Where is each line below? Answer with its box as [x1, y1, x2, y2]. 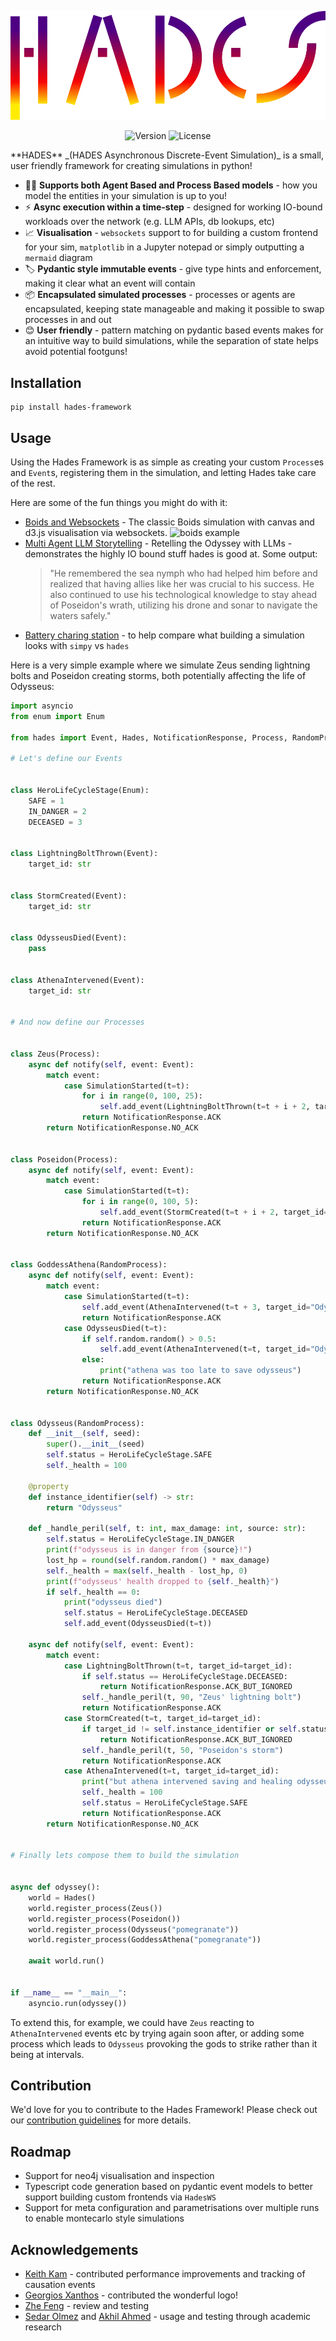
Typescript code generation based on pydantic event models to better [24, 2181, 314, 2193]
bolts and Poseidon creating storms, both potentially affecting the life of [10, 670, 307, 681]
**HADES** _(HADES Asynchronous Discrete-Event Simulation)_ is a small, [10, 149, 324, 161]
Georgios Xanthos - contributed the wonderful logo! [24, 2289, 239, 2301]
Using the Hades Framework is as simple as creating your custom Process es [10, 456, 325, 468]
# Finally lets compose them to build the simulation [10, 1851, 240, 1861]
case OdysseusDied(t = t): [63, 1323, 168, 1333]
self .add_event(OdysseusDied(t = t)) [63, 1619, 213, 1629]
